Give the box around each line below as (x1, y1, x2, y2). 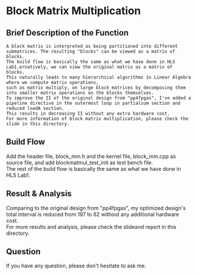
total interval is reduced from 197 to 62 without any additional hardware (6, 211, 179, 218)
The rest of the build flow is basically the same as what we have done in (6, 165, 181, 172)
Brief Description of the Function (6, 28, 129, 38)
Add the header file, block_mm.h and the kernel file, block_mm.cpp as (6, 153, 176, 160)
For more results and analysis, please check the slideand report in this (6, 223, 177, 230)
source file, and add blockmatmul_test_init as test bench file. (6, 158, 153, 166)
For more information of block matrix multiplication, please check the (6, 116, 189, 122)
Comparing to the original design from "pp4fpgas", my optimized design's (6, 204, 186, 211)
